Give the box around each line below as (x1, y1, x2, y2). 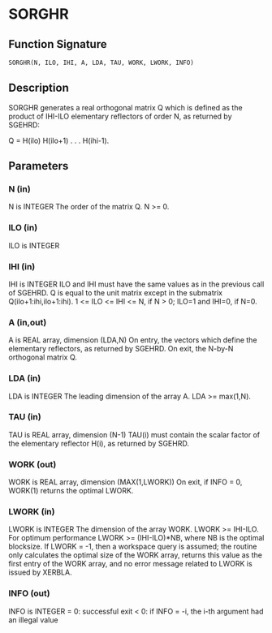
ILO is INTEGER (8, 240, 60, 250)
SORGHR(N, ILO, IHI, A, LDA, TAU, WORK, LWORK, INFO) (8, 58, 195, 67)
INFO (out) (8, 588, 50, 599)
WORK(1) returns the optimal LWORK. (8, 486, 134, 496)
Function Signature (8, 37, 107, 51)
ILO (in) (8, 222, 38, 234)
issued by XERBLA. (8, 567, 72, 577)
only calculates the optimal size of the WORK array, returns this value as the (8, 550, 262, 560)
